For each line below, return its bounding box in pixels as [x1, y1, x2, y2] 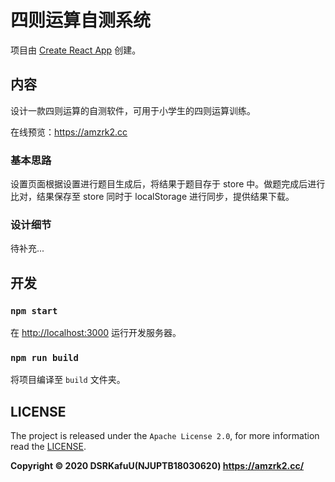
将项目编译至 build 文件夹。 [10, 374, 126, 386]
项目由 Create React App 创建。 [10, 44, 142, 56]
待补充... [10, 242, 45, 255]
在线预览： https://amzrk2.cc [10, 126, 128, 138]
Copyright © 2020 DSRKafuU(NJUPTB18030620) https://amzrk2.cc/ [10, 460, 305, 472]
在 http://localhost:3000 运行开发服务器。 [10, 327, 182, 339]
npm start [10, 305, 58, 316]
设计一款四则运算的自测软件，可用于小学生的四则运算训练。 [10, 104, 256, 116]
